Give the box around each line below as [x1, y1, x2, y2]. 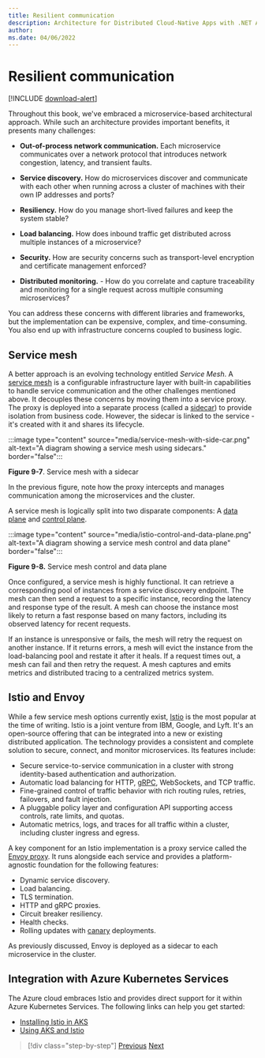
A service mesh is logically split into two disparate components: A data [8, 506, 238, 515]
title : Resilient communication [8, 11, 114, 20]
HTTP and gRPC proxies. [19, 900, 101, 909]
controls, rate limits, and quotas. [19, 811, 125, 820]
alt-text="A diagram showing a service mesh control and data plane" [8, 538, 231, 548]
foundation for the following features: [38, 860, 159, 869]
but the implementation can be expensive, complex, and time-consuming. [8, 317, 248, 326]
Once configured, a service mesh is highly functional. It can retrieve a [8, 578, 234, 586]
